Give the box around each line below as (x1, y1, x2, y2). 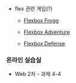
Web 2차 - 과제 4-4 (14, 71, 61, 78)
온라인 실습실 (6, 56, 42, 64)
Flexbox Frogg (23, 17, 59, 24)
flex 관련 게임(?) (14, 5, 53, 12)
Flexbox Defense (23, 40, 65, 47)
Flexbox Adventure (23, 28, 70, 36)
